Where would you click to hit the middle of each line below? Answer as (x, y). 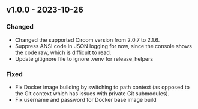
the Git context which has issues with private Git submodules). (92, 93)
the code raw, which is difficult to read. (63, 52)
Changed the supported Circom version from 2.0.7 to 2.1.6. (87, 40)
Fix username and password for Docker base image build (86, 99)
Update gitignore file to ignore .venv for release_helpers (84, 58)
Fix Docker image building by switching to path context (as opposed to (102, 87)
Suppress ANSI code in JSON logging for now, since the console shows (103, 46)
